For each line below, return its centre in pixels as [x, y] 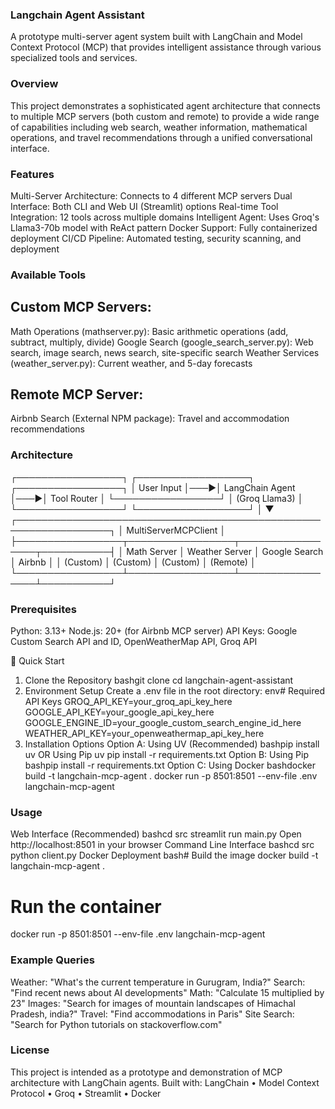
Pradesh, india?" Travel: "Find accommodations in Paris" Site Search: [152, 1014]
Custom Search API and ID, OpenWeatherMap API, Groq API [134, 642]
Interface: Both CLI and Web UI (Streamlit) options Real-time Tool [144, 206]
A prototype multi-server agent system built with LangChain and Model [156, 37]
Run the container [86, 906]
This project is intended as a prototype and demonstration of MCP [146, 1072]
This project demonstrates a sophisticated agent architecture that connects [165, 105]
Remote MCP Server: [77, 394]
